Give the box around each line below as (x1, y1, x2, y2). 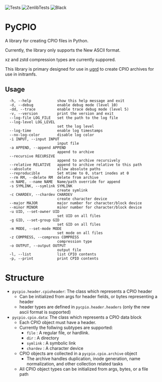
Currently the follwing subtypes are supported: (19, 325, 113, 330)
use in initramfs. (5, 71, 37, 77)
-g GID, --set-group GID (9, 217, 60, 223)
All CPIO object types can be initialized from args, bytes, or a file (19, 366, 148, 372)
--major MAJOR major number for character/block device (9, 200, 142, 206)
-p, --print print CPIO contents (9, 256, 98, 261)
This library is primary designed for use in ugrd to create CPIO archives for (5, 66, 154, 72)
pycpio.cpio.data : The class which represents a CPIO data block (12, 314, 142, 320)
